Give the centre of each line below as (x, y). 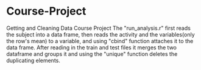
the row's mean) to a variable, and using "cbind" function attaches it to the (100, 41)
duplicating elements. (33, 60)
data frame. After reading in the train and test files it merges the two (91, 47)
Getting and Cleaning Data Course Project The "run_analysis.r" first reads (98, 28)
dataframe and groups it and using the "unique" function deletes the (92, 54)
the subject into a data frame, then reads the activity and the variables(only (100, 34)
